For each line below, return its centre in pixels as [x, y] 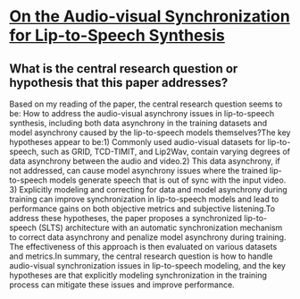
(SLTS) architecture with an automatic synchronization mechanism [161, 227]
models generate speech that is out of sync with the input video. [167, 180]
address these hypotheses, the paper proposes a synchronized [126, 218]
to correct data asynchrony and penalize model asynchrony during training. [148, 237]
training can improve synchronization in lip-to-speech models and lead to [144, 199]
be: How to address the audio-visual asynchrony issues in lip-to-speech [142, 113]
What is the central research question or [124, 68]
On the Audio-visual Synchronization [150, 17]
